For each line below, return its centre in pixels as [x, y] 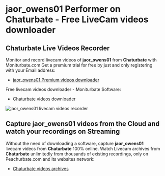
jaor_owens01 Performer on [63, 9]
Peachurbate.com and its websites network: [50, 159]
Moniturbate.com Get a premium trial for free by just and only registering [79, 65]
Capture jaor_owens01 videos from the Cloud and [83, 124]
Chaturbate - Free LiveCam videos [77, 19]
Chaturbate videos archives [41, 169]
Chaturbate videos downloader [44, 99]
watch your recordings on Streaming [63, 132]
